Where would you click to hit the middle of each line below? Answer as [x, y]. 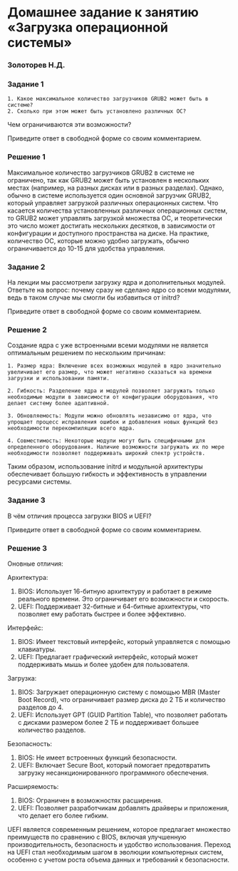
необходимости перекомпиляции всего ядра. [71, 429]
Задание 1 [26, 84]
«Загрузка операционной [88, 27]
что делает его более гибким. [63, 815]
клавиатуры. [37, 649]
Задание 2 [26, 267]
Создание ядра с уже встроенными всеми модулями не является [108, 345]
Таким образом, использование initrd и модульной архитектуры [105, 467]
